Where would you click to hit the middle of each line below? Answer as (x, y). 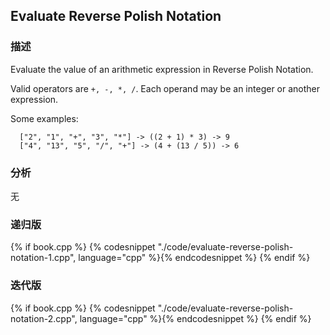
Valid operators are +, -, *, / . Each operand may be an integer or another (165, 88)
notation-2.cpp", (44, 318)
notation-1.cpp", (43, 258)
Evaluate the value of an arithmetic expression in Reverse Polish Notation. (162, 69)
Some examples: (44, 118)
